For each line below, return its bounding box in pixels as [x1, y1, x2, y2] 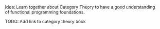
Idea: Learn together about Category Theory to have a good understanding [5, 4, 156, 10]
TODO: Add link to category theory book [5, 19, 86, 24]
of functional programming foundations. [5, 9, 85, 15]
